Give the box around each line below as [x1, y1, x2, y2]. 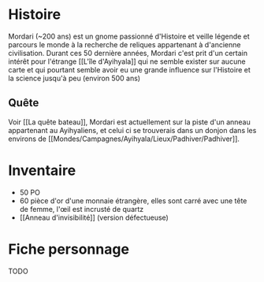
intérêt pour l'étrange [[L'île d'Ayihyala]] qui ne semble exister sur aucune [8, 57, 246, 66]
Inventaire [8, 161, 76, 179]
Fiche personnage [8, 240, 130, 258]
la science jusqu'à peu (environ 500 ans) [8, 73, 140, 83]
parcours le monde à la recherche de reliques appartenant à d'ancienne [8, 39, 241, 49]
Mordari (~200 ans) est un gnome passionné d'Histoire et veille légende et [8, 32, 250, 41]
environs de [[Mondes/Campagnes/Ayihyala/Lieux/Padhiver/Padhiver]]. [8, 134, 240, 143]
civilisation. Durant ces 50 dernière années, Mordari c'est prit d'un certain [8, 48, 248, 58]
